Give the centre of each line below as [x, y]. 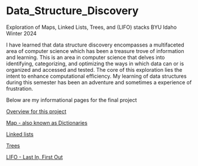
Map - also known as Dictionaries [47, 122]
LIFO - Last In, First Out [35, 157]
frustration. [20, 88]
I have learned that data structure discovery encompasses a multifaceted [95, 45]
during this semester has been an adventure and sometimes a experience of [99, 82]
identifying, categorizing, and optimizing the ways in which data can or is [95, 64]
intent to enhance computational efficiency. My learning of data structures [97, 76]
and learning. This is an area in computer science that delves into [86, 57]
